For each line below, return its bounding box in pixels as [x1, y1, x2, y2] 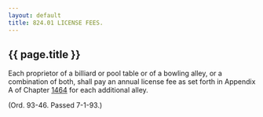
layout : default [8, 11, 61, 20]
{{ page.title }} [8, 48, 81, 61]
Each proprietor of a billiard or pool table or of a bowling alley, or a [8, 68, 222, 79]
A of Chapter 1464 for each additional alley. [8, 86, 149, 95]
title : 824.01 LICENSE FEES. [8, 19, 104, 27]
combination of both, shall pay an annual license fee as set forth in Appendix [8, 77, 256, 86]
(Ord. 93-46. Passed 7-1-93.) [8, 101, 103, 110]
